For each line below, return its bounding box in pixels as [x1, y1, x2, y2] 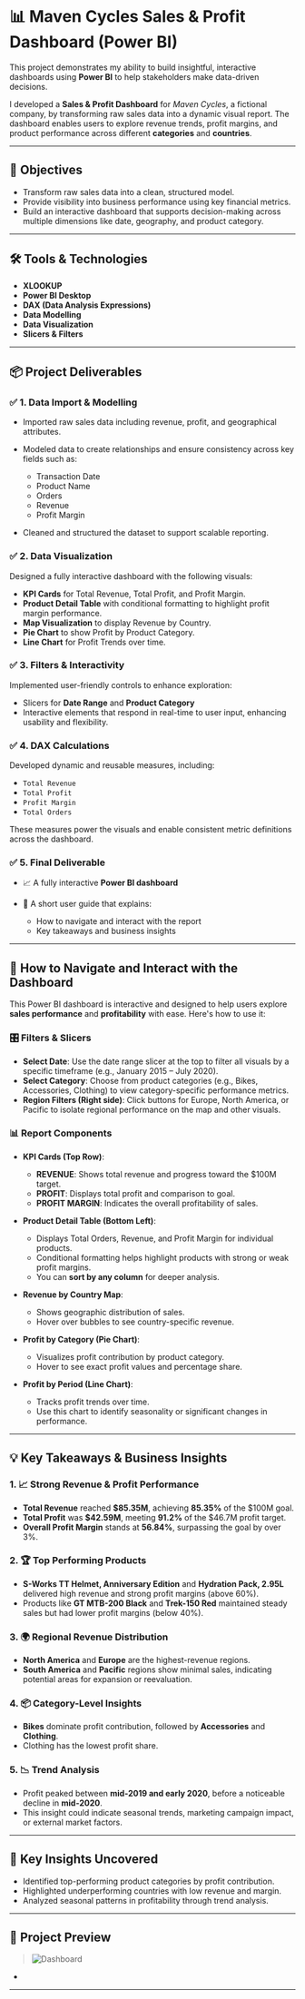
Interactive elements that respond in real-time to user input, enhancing [22, 706, 287, 717]
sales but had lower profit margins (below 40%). [22, 1607, 204, 1618]
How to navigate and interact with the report [35, 916, 202, 927]
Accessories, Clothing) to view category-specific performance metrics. [22, 1085, 290, 1096]
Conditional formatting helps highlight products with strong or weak [35, 1252, 289, 1263]
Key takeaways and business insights [35, 926, 177, 937]
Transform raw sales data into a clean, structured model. [22, 186, 235, 197]
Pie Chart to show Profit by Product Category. [22, 626, 195, 637]
